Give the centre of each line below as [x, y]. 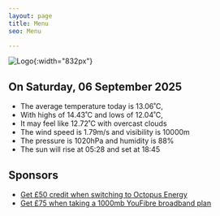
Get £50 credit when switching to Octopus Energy [104, 194]
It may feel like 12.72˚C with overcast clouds [94, 123]
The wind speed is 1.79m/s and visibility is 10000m [105, 132]
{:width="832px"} [63, 61]
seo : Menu [25, 31]
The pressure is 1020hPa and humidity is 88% [97, 141]
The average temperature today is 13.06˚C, [92, 106]
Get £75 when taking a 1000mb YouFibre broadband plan [116, 203]
